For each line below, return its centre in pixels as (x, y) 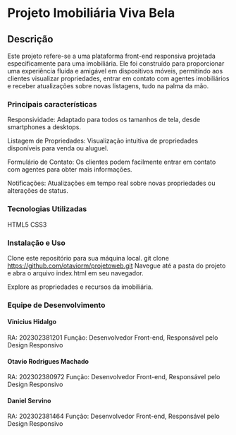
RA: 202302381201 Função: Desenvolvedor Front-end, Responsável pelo (113, 338)
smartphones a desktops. (44, 127)
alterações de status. (38, 191)
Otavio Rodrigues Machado (48, 361)
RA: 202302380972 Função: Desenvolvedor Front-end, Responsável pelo (114, 377)
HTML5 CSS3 (27, 225)
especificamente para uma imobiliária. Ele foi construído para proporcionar (116, 64)
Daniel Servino (29, 400)
